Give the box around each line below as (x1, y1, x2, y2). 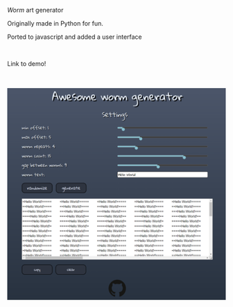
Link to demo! (7, 60, 46, 68)
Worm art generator (7, 6, 64, 14)
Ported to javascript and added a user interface (7, 33, 142, 41)
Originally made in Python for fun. (7, 19, 104, 27)
